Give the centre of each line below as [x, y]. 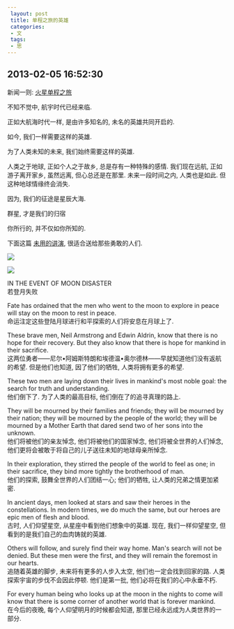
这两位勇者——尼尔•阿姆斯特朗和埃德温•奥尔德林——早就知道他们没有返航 [114, 358]
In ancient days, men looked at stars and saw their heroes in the [99, 502]
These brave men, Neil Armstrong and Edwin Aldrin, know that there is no [112, 335]
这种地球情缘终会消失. [39, 184]
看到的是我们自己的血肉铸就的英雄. [57, 534]
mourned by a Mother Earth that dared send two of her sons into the [105, 425]
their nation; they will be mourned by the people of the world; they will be [112, 418]
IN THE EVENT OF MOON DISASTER [60, 283]
